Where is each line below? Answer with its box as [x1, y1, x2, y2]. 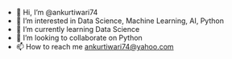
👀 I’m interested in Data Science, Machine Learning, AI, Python [15, 16, 224, 26]
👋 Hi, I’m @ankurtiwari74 [15, 8, 98, 17]
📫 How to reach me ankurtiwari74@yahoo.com [15, 42, 175, 51]
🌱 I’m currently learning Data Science [15, 25, 140, 33]
